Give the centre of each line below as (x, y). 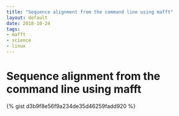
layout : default (27, 18)
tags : (13, 29)
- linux (16, 46)
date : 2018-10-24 (28, 23)
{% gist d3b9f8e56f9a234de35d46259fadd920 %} (71, 106)
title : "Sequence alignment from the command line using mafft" (90, 12)
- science (19, 40)
